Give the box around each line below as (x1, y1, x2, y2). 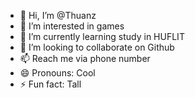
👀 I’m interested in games (19, 20, 125, 32)
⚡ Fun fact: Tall (19, 78, 82, 90)
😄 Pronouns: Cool (19, 67, 96, 79)
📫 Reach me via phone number (19, 53, 151, 64)
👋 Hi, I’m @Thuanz (19, 10, 97, 21)
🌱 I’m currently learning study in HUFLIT (19, 31, 185, 42)
